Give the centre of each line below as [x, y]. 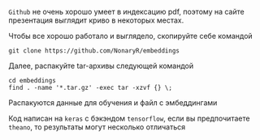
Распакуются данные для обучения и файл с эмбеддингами [113, 103]
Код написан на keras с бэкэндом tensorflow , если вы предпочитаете [129, 118]
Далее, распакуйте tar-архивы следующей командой [101, 66]
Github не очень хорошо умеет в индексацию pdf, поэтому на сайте [127, 12]
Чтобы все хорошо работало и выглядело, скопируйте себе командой [131, 36]
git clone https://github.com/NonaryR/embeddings [94, 51]
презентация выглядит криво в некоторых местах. [96, 20]
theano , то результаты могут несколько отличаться [97, 127]
